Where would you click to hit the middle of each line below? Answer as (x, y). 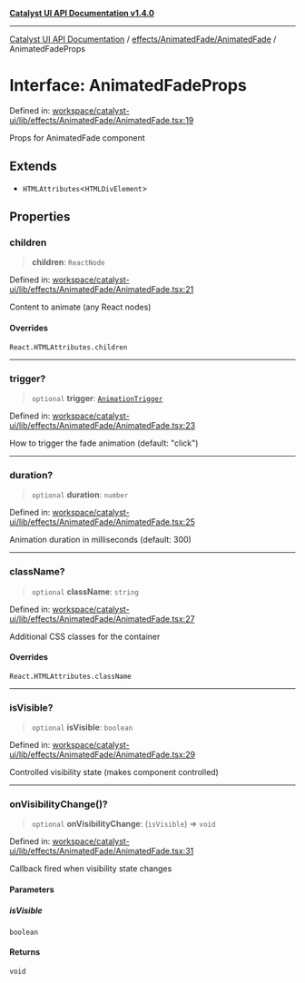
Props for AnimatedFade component (77, 138)
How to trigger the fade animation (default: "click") (104, 443)
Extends (33, 167)
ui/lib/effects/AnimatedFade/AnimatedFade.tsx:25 (102, 522)
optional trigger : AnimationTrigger (97, 398)
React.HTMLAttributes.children (69, 347)
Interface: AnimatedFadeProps (128, 86)
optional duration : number (80, 495)
